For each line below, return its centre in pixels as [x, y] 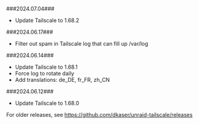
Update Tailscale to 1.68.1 [46, 67]
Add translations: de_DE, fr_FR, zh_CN [62, 80]
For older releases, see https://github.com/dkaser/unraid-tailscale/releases [99, 115]
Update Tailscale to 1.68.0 [47, 103]
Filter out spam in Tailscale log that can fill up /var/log [82, 44]
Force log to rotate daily [44, 73]
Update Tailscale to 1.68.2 [47, 20]
